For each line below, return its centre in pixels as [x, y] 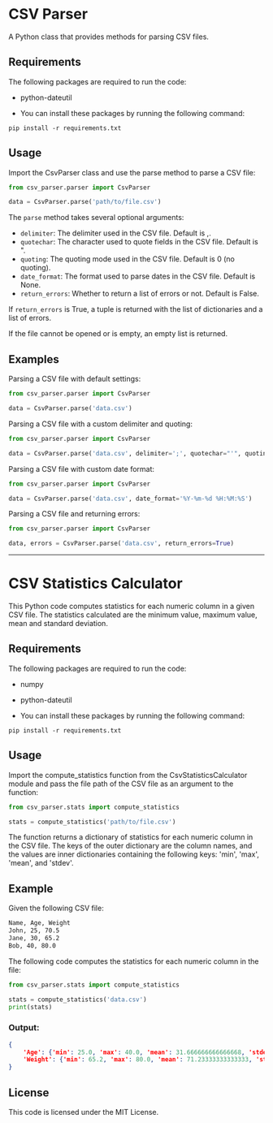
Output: [24, 1028]
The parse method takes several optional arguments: [96, 218]
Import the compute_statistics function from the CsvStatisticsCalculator [128, 775]
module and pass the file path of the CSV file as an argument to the [121, 784]
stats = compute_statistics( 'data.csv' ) [78, 1000]
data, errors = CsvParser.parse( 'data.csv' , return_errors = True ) [121, 544]
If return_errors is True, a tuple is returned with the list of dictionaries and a [136, 309]
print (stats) [30, 1007]
